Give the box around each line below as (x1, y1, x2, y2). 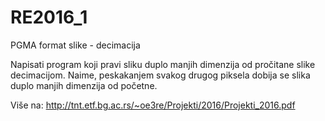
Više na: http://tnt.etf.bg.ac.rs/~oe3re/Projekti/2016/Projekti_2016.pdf (10, 99, 296, 111)
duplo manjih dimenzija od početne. (10, 79, 158, 91)
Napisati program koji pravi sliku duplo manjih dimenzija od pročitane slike (10, 58, 316, 70)
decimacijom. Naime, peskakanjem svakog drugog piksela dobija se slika (10, 69, 311, 81)
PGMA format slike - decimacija (10, 39, 141, 51)
